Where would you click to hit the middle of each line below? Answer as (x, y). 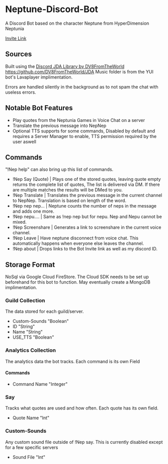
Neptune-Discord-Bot (52, 9)
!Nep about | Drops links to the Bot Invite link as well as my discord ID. (85, 249)
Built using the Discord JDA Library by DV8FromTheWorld (65, 66)
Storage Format (30, 265)
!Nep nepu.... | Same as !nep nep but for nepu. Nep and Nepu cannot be (87, 217)
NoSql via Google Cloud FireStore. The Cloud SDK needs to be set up (77, 277)
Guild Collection (25, 301)
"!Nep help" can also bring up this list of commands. (59, 169)
